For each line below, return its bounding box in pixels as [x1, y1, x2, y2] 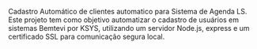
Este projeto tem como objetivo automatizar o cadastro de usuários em [8, 15, 240, 24]
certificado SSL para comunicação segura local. [8, 32, 165, 41]
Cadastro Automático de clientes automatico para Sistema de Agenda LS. [8, 7, 248, 16]
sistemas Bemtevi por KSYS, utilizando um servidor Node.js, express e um [8, 24, 251, 32]
